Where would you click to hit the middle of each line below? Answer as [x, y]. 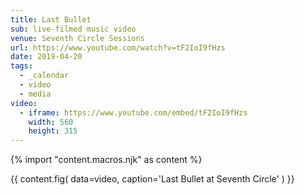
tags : [21, 66]
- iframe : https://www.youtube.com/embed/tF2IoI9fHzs [133, 112]
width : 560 [51, 122]
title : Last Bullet [51, 19]
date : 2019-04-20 [46, 57]
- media [35, 94]
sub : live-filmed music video [73, 29]
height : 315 [53, 131]
